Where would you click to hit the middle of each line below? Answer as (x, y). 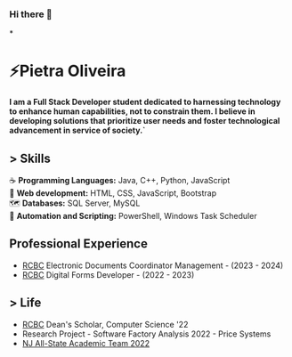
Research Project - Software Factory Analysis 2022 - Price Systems (146, 334)
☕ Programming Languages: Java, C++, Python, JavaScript (120, 181)
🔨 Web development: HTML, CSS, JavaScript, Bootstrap (113, 193)
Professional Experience (79, 244)
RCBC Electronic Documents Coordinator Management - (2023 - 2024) (153, 265)
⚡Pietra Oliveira (68, 71)
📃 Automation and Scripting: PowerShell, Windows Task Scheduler (133, 216)
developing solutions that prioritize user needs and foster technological (145, 121)
